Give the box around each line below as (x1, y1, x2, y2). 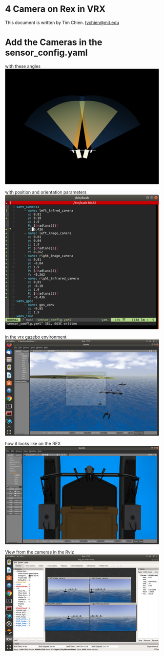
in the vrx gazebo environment (5, 334, 67, 340)
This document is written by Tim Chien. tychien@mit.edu (5, 20, 120, 25)
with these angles (5, 63, 41, 69)
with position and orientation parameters (5, 189, 87, 195)
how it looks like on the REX (5, 441, 61, 447)
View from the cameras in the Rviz (5, 549, 74, 555)
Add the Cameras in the (5, 37, 102, 48)
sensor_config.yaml (5, 47, 88, 58)
